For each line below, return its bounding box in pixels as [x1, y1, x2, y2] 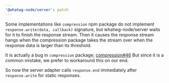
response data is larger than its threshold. [5, 42, 92, 48]
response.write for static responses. [5, 72, 81, 78]
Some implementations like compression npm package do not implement [5, 21, 155, 27]
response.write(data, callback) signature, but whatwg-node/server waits [5, 26, 160, 32]
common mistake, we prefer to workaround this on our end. [5, 57, 129, 63]
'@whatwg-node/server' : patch [5, 7, 69, 12]
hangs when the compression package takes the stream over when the [5, 37, 153, 43]
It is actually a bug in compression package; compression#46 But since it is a [5, 52, 164, 58]
